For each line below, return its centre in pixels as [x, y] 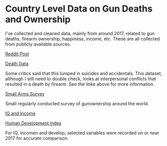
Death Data [17, 63]
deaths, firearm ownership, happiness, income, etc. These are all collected [82, 39]
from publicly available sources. [38, 44]
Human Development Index [33, 123]
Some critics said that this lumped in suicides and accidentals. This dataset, [84, 73]
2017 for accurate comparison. [37, 138]
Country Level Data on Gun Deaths [79, 9]
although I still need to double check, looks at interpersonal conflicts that [81, 79]
